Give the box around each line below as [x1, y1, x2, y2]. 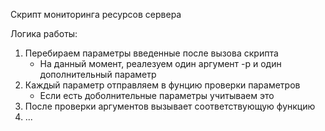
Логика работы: [10, 28, 78, 39]
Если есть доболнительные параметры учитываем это [39, 90, 275, 101]
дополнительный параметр [39, 69, 157, 80]
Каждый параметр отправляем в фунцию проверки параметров [24, 79, 301, 91]
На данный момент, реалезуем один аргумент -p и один [39, 58, 282, 69]
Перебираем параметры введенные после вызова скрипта [24, 47, 279, 59]
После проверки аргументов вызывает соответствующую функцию [24, 100, 316, 112]
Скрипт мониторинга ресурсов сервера [10, 9, 182, 20]
